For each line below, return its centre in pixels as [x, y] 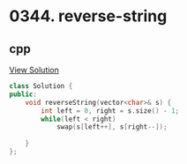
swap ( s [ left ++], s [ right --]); [112, 127]
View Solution [34, 70]
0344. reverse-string [88, 16]
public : [23, 94]
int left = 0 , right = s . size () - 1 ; [110, 111]
